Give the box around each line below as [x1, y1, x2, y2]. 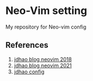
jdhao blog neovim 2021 [13, 62, 72, 69]
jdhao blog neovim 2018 [13, 55, 72, 62]
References [5, 40, 49, 50]
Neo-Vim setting [5, 4, 87, 17]
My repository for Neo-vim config [5, 23, 87, 30]
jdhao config [13, 68, 45, 75]
